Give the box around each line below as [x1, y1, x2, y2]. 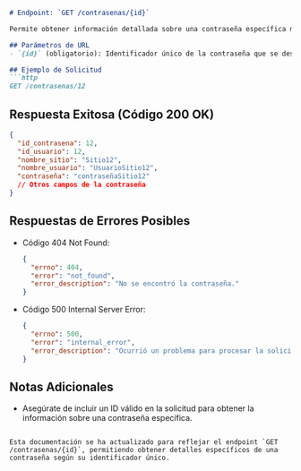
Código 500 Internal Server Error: [21, 304, 146, 315]
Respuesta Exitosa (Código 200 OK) [9, 107, 215, 122]
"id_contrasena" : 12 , [17, 139, 99, 148]
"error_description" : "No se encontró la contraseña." [30, 279, 240, 288]
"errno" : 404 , [30, 262, 83, 272]
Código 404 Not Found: [21, 237, 110, 248]
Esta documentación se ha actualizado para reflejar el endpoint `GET [9, 438, 279, 447]
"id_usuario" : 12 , [17, 147, 87, 156]
